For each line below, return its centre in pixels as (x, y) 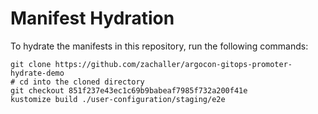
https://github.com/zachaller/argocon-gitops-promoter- (173, 64)
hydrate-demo (37, 73)
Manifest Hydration (92, 18)
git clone (31, 64)
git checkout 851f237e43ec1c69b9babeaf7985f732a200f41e (129, 90)
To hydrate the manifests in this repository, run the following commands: (159, 46)
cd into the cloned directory (82, 82)
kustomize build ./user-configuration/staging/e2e (118, 99)
